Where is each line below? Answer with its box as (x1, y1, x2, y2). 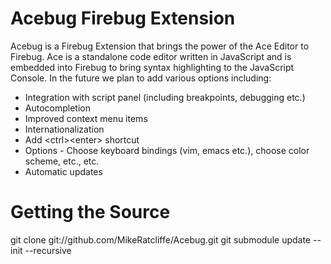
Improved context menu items (24, 112, 148, 124)
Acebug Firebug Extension (10, 7, 236, 30)
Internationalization (24, 123, 105, 135)
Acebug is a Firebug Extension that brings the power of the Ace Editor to (10, 40, 310, 52)
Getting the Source (10, 201, 171, 224)
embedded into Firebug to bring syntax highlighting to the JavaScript (10, 61, 295, 73)
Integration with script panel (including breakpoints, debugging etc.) (24, 91, 306, 103)
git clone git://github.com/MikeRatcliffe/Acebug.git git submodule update (10, 233, 312, 246)
